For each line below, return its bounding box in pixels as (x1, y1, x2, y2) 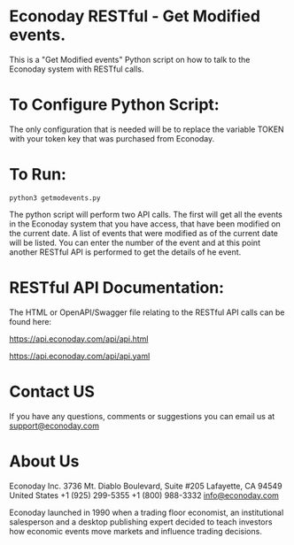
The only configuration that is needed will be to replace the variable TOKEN (9, 124, 285, 134)
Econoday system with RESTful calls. (9, 64, 144, 74)
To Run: (9, 165, 66, 185)
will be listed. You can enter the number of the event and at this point (9, 237, 261, 248)
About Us (9, 451, 80, 471)
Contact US (9, 381, 96, 402)
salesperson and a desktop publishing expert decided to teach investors (9, 516, 273, 527)
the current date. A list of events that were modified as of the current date (9, 227, 279, 238)
